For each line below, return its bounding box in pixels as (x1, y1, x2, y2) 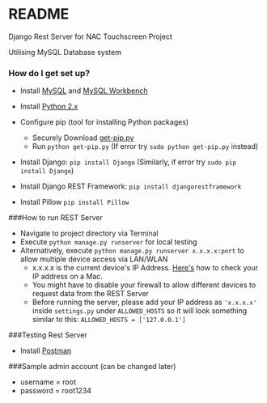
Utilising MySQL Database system (8, 47, 121, 57)
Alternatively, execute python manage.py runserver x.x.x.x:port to (19, 246, 244, 256)
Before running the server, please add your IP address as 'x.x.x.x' (32, 297, 257, 308)
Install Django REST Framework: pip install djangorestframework (19, 181, 242, 191)
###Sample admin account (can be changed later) (8, 362, 176, 371)
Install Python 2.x (19, 102, 78, 112)
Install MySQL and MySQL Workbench (19, 86, 148, 95)
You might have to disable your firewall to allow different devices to (32, 280, 256, 290)
